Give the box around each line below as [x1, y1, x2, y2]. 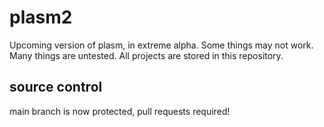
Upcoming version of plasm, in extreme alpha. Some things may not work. [9, 39, 314, 51]
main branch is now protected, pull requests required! [9, 105, 231, 117]
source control [9, 79, 103, 96]
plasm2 [9, 6, 73, 29]
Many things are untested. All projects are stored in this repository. [9, 49, 284, 61]
